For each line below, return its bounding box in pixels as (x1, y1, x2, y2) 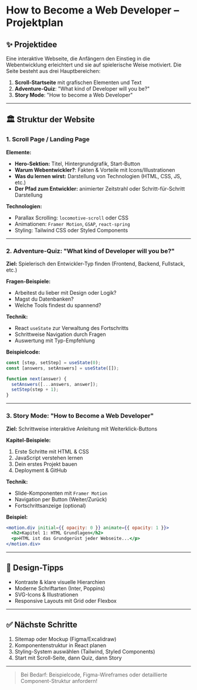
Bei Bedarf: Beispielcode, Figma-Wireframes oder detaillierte (20, 671, 168, 678)
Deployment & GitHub (14, 466, 67, 474)
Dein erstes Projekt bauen (14, 460, 77, 468)
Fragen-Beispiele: (6, 278, 51, 285)
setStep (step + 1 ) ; (11, 386, 59, 393)
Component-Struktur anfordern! (20, 677, 98, 684)
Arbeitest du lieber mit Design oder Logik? (14, 289, 117, 296)
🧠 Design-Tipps (6, 563, 64, 573)
